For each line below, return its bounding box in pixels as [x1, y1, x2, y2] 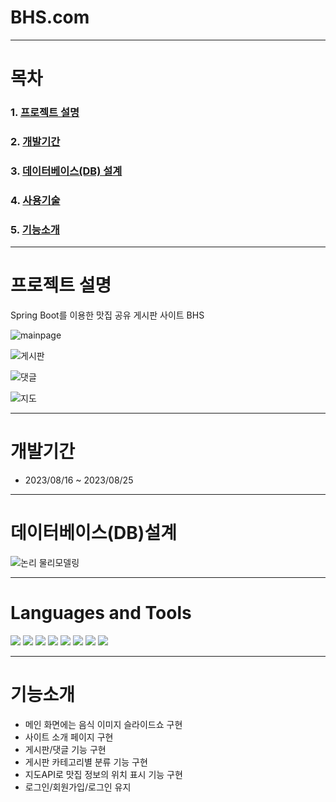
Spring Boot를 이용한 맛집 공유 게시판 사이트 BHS [10, 309, 205, 321]
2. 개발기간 [10, 134, 61, 148]
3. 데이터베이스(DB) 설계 [10, 164, 123, 178]
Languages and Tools [10, 602, 192, 625]
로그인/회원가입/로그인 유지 [24, 781, 132, 793]
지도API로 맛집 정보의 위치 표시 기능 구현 [24, 768, 183, 780]
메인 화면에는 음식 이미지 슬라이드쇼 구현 [24, 718, 183, 730]
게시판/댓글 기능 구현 [24, 743, 107, 755]
